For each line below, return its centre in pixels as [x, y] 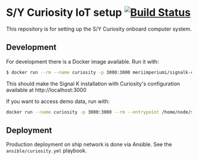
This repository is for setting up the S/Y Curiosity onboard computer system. [99, 29]
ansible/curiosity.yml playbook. [47, 151]
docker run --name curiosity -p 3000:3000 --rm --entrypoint [83, 112]
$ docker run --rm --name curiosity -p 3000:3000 [68, 72]
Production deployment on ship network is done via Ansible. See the [89, 145]
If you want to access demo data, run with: [58, 101]
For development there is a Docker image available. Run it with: [82, 61]
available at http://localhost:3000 [46, 90]
